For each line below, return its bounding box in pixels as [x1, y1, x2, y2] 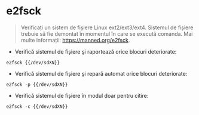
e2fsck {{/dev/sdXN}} [6, 60, 60, 66]
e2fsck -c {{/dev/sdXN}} [6, 103, 68, 110]
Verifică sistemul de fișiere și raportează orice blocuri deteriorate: [14, 48, 177, 55]
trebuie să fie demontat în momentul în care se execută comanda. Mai [20, 30, 193, 37]
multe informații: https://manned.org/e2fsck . [20, 36, 130, 43]
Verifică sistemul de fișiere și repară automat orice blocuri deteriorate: [14, 70, 188, 77]
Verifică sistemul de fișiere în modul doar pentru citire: [14, 92, 149, 99]
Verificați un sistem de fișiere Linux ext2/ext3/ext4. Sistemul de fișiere [20, 24, 194, 31]
